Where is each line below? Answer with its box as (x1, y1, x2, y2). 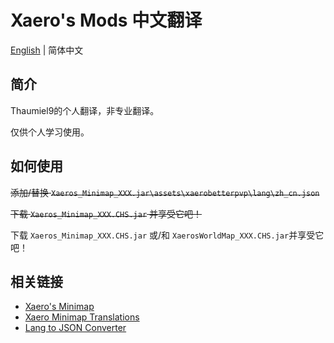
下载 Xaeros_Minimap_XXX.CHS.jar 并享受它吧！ (10, 207, 203, 220)
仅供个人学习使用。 (10, 126, 90, 138)
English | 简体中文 (10, 44, 84, 56)
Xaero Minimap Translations (24, 311, 140, 323)
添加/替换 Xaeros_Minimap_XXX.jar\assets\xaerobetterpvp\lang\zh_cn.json (10, 186, 320, 198)
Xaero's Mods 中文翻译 (10, 9, 203, 32)
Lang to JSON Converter (24, 322, 127, 334)
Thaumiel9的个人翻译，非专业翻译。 (10, 104, 160, 116)
